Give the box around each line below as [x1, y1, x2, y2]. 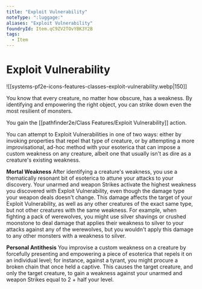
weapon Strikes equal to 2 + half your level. [6, 276, 114, 283]
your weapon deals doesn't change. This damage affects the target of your [6, 194, 193, 201]
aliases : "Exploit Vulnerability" [6, 20, 93, 26]
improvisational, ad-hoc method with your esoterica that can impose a [6, 143, 181, 151]
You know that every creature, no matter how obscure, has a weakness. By [6, 94, 193, 101]
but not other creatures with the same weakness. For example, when [6, 206, 177, 214]
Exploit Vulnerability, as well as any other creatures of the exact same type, [6, 200, 193, 207]
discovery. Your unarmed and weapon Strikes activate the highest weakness [6, 180, 197, 188]
